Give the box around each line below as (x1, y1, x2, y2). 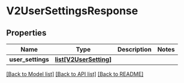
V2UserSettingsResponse (6, 4, 138, 18)
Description (117, 46, 152, 53)
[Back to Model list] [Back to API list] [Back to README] (6, 71, 144, 78)
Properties (6, 28, 47, 38)
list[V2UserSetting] (55, 55, 112, 63)
